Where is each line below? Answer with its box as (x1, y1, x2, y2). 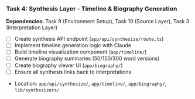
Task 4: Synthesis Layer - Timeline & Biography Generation (6, 5, 177, 13)
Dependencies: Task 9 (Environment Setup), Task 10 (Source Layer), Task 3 (6, 18, 190, 25)
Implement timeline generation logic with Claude (14, 42, 132, 49)
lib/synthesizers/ (14, 87, 60, 93)
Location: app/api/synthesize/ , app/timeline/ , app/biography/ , (14, 80, 167, 87)
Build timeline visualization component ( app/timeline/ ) (14, 48, 147, 55)
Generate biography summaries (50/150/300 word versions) (14, 55, 160, 62)
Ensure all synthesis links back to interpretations (14, 68, 132, 75)
